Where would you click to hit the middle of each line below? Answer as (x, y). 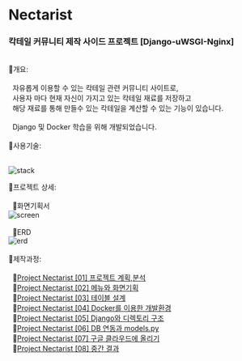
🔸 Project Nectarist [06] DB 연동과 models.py (85, 329)
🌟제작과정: (25, 259)
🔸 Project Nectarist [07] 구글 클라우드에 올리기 (86, 338)
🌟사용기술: (25, 146)
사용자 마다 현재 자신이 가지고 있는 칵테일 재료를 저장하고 (102, 98)
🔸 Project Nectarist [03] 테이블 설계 (69, 298)
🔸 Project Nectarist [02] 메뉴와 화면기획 (75, 288)
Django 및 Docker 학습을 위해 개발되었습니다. (84, 127)
